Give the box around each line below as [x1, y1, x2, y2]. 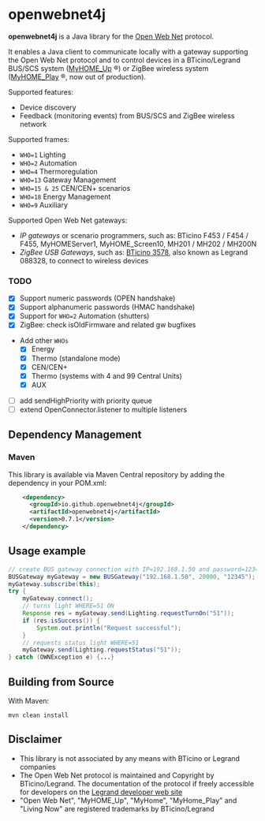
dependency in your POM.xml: [8, 478, 107, 487]
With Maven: [8, 696, 50, 705]
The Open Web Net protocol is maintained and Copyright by [19, 771, 215, 780]
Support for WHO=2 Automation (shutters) [19, 312, 150, 321]
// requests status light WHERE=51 [22, 639, 140, 647]
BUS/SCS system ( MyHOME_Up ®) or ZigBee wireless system [8, 63, 209, 73]
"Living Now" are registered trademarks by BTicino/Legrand [19, 804, 215, 813]
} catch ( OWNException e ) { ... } [8, 653, 114, 662]
